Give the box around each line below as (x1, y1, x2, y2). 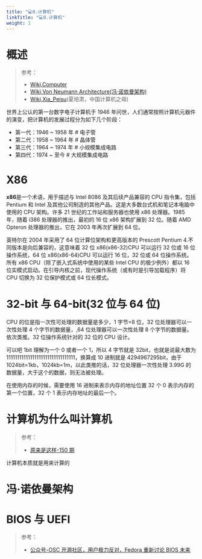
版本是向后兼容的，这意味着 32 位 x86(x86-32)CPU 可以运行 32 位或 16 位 (11, 244, 196, 251)
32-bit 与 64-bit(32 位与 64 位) (6, 298, 161, 311)
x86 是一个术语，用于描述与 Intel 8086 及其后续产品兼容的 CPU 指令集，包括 (6, 193, 196, 201)
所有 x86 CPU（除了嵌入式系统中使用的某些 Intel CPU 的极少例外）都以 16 (6, 259, 190, 266)
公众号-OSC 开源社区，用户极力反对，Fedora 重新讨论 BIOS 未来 (30, 546, 191, 554)
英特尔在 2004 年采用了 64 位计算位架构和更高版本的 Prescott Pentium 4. (6, 236, 189, 244)
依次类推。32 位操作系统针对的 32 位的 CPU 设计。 (6, 334, 133, 341)
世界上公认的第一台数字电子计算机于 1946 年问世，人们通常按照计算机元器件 (6, 108, 196, 116)
